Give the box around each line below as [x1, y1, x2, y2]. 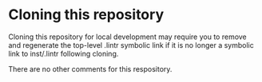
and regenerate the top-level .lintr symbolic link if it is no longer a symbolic [8, 40, 254, 49]
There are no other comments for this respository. [8, 64, 173, 73]
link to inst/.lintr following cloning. [8, 49, 119, 58]
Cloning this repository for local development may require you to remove [8, 32, 248, 41]
